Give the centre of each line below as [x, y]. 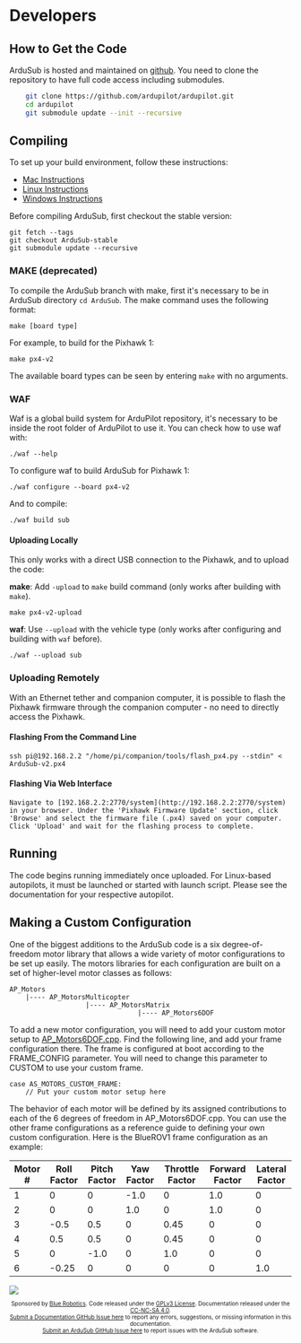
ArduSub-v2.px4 [38, 763]
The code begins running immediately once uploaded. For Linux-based [140, 875]
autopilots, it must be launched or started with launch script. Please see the [149, 885]
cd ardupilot [50, 104]
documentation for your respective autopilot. [92, 894]
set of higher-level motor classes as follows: [91, 972]
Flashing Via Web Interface [61, 784]
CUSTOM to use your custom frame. [76, 1068]
